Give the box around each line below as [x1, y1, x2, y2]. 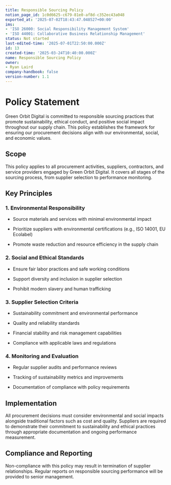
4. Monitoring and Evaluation [5, 352, 79, 360]
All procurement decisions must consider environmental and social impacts [5, 413, 164, 419]
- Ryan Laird [5, 65, 33, 70]
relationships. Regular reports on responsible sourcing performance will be [5, 468, 163, 474]
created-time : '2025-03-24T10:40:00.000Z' [5, 50, 97, 55]
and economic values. [5, 135, 52, 141]
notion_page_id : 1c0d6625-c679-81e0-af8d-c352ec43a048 [5, 12, 125, 17]
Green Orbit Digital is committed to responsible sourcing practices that [5, 113, 154, 119]
